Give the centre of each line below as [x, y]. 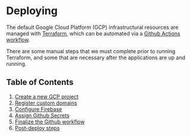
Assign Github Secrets [42, 115]
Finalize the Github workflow [50, 122]
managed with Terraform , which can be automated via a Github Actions [93, 33]
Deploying [32, 11]
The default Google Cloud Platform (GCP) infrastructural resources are [93, 27]
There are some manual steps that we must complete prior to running [91, 51]
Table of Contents [40, 82]
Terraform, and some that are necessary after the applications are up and [96, 57]
